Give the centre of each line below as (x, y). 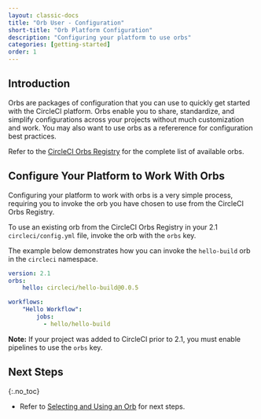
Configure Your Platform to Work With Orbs (117, 176)
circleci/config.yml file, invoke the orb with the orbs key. (102, 235)
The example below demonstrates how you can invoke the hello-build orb (129, 250)
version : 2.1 (29, 273)
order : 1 (22, 52)
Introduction (39, 84)
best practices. (32, 136)
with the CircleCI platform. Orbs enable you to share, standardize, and (121, 111)
